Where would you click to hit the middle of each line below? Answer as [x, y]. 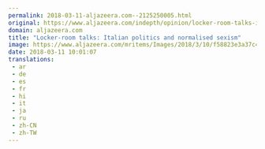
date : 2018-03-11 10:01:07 [52, 52]
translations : [32, 60]
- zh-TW [24, 132]
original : [24, 23]
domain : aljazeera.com [45, 30]
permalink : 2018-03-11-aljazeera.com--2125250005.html [100, 15]
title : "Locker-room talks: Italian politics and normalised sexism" [125, 37]
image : [19, 45]
